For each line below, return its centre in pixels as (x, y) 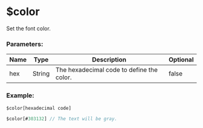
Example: (20, 95)
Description (109, 60)
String (41, 74)
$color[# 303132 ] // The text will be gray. (62, 119)
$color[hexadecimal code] (39, 108)
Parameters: (25, 44)
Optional (181, 60)
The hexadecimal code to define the (107, 70)
